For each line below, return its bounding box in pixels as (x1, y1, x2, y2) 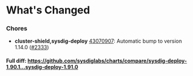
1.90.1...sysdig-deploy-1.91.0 (6, 64, 79, 71)
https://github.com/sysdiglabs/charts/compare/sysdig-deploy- (27, 57, 187, 64)
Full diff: (6, 57, 27, 64)
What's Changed (6, 4, 90, 17)
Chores (6, 25, 28, 33)
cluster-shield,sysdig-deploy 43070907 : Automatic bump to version (14, 37, 182, 44)
